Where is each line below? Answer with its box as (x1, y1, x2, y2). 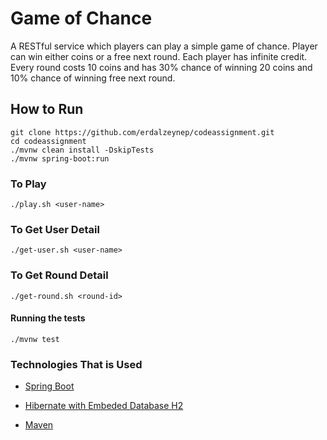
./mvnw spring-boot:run (10, 153, 110, 164)
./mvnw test (10, 334, 60, 344)
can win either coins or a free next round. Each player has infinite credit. (10, 50, 308, 62)
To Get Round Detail (10, 268, 109, 282)
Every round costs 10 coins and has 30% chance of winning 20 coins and (10, 61, 313, 73)
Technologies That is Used (10, 357, 143, 371)
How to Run (10, 101, 84, 118)
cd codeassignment (10, 136, 87, 146)
